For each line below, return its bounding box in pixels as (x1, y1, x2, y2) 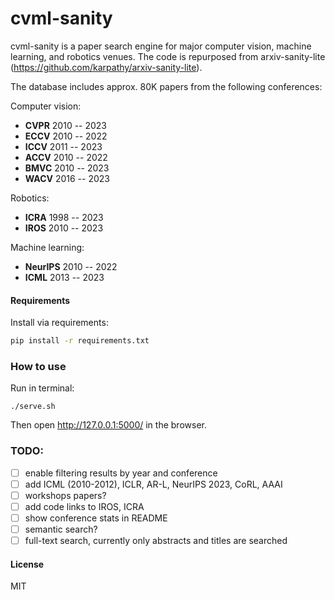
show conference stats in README (24, 512, 168, 524)
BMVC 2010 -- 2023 (24, 162, 110, 174)
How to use (10, 359, 67, 373)
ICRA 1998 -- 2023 (24, 211, 104, 223)
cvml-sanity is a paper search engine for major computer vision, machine (10, 40, 312, 52)
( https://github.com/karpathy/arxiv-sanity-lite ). (10, 61, 203, 73)
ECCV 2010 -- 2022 (24, 130, 108, 142)
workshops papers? (24, 489, 107, 501)
